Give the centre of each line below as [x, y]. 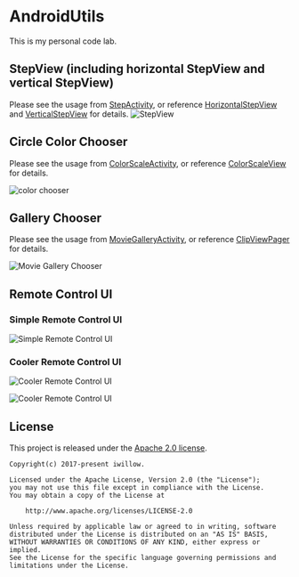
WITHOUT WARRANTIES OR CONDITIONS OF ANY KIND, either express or [135, 542]
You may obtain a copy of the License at [87, 496]
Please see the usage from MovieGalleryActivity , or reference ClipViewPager [149, 240]
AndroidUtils [57, 16]
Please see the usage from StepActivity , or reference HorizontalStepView [143, 104]
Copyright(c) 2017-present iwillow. [77, 465]
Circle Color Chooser [69, 142]
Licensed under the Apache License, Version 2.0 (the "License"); [135, 480]
